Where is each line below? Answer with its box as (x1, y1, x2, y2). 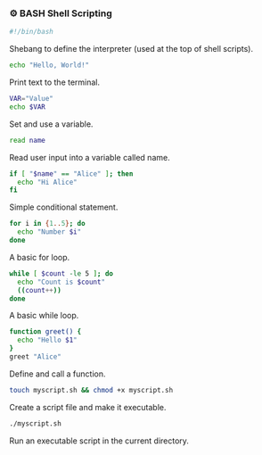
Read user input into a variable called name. (9, 152, 171, 162)
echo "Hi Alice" (17, 178, 78, 186)
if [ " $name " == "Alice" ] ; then (9, 169, 134, 178)
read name (9, 136, 46, 145)
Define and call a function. (9, 368, 106, 379)
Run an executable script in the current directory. (9, 435, 190, 446)
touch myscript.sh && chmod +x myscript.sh (9, 385, 174, 394)
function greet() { (9, 327, 82, 336)
